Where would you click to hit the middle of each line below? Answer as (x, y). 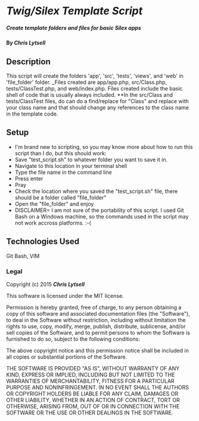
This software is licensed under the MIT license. (65, 295)
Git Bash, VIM (23, 256)
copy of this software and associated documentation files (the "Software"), (98, 313)
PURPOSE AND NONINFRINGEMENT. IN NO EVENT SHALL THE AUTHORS (98, 387)
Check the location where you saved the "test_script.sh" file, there (96, 191)
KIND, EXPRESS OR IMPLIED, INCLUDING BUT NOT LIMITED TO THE (91, 375)
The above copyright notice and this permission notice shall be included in (97, 350)
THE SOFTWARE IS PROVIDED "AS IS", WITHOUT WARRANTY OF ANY (93, 368)
